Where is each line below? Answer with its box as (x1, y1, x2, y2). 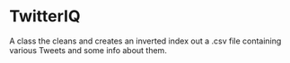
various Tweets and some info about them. (9, 44, 168, 55)
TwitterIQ (9, 6, 81, 27)
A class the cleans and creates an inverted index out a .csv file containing (9, 35, 282, 46)
